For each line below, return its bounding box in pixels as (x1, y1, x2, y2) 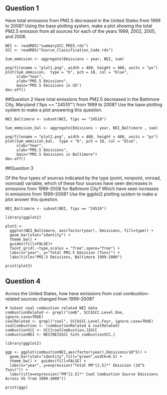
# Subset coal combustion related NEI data (5, 305, 98, 310)
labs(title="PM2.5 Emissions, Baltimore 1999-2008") (10, 254, 122, 259)
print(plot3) (5, 263, 33, 269)
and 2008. (5, 33, 27, 39)
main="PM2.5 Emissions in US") (16, 83, 82, 88)
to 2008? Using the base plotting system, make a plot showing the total (5, 23, 152, 29)
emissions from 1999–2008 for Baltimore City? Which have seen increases (5, 185, 159, 191)
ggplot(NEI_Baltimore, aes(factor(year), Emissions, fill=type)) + (10, 228, 154, 233)
